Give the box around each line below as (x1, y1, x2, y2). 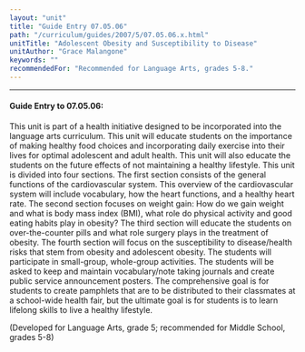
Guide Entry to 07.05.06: (9, 101, 104, 112)
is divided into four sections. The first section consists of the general (9, 169, 266, 180)
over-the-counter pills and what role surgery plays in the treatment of (9, 227, 270, 238)
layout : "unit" (9, 13, 67, 23)
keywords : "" (9, 55, 59, 65)
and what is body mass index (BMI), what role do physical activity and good (9, 208, 293, 219)
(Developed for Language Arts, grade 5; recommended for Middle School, (9, 322, 286, 333)
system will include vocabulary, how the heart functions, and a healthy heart (9, 188, 295, 200)
